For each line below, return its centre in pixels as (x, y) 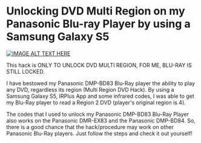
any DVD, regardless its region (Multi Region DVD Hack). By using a (90, 89)
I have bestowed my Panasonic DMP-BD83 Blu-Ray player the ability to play (101, 83)
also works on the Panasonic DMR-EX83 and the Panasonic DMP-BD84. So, (101, 120)
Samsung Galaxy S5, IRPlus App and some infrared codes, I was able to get (100, 96)
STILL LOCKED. (26, 71)
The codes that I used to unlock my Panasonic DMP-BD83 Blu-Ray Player (98, 114)
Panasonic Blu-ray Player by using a (98, 24)
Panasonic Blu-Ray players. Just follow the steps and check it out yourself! (99, 133)
